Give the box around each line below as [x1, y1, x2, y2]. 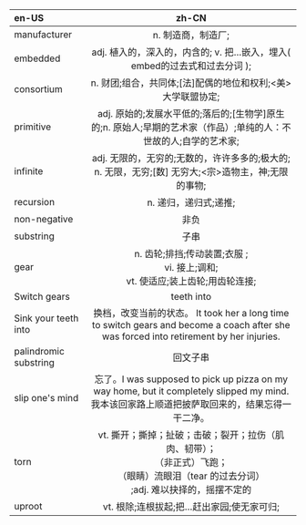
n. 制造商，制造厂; [152, 29, 230, 41]
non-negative [14, 213, 74, 225]
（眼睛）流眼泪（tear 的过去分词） [117, 469, 265, 482]
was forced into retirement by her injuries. [101, 330, 280, 343]
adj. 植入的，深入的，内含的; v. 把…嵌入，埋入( [91, 46, 291, 58]
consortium [14, 83, 64, 95]
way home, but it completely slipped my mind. [93, 385, 290, 397]
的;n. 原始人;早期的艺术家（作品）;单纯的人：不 [90, 121, 291, 133]
